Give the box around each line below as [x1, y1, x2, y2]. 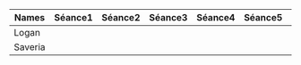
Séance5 [243, 12, 283, 23]
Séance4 [196, 12, 236, 23]
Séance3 [149, 12, 188, 23]
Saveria [13, 41, 47, 53]
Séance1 [54, 12, 93, 23]
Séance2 [101, 12, 141, 23]
